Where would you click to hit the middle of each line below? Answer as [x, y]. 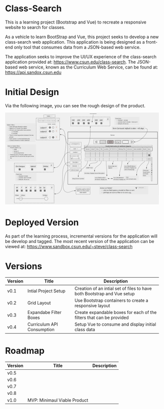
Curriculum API [43, 324]
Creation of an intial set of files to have [113, 288]
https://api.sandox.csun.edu [33, 72]
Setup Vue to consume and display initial [115, 324]
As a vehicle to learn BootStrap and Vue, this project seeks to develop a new [82, 37]
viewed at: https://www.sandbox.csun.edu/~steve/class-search [69, 247]
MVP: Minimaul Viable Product [58, 400]
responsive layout [92, 305]
